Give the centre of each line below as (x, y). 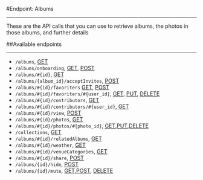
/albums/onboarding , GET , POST (55, 68)
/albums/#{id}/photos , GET (49, 119)
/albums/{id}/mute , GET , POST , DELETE (64, 171)
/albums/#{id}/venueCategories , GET (61, 151)
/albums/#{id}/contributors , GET (57, 100)
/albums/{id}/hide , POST (47, 164)
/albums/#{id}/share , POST (50, 158)
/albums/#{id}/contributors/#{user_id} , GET (72, 106)
